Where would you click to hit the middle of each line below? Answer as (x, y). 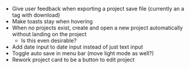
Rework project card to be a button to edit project (73, 60)
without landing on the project (49, 34)
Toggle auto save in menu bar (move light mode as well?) (83, 53)
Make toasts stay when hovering (52, 21)
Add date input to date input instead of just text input (78, 47)
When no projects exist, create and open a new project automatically (97, 28)
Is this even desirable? (49, 40)
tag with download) (36, 15)
